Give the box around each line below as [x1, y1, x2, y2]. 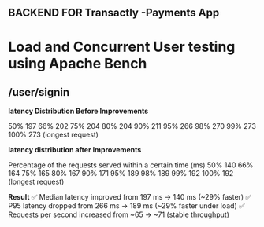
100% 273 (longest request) [8, 130, 99, 140]
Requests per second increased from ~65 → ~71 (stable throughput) [8, 210, 230, 219]
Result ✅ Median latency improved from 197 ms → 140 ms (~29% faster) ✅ [8, 192, 252, 202]
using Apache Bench [8, 54, 147, 72]
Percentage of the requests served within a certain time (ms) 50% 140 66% [8, 160, 254, 170]
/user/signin [8, 86, 70, 99]
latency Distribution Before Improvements [8, 106, 149, 116]
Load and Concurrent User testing [8, 38, 236, 56]
